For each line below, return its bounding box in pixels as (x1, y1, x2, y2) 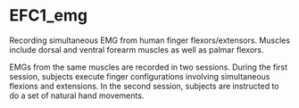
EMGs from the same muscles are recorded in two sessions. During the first (9, 62, 288, 72)
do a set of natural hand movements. (9, 90, 145, 101)
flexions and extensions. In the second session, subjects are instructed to (9, 80, 279, 91)
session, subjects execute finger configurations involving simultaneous (9, 71, 270, 81)
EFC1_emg (9, 5, 87, 26)
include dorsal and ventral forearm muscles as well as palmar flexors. (9, 44, 264, 54)
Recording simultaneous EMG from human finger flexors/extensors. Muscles (9, 35, 291, 46)
